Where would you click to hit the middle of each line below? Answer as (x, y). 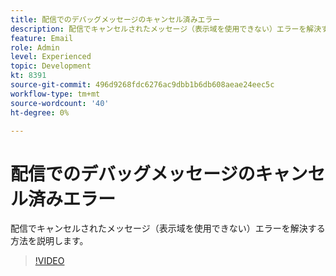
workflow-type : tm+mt (55, 94)
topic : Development (51, 66)
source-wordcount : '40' (60, 103)
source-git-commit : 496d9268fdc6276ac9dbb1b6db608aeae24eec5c (142, 85)
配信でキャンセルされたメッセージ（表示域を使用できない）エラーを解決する (168, 228)
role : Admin (35, 47)
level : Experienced (51, 57)
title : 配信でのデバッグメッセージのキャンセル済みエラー (115, 19)
